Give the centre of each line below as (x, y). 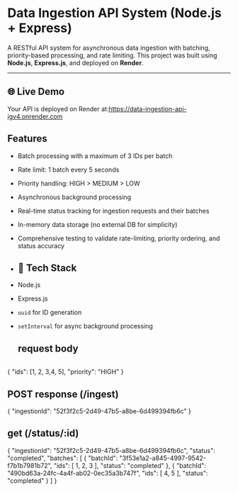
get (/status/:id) (43, 434)
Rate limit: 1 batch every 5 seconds (68, 169)
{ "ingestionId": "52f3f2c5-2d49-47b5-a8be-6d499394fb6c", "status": (111, 450)
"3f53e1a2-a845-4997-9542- (163, 458)
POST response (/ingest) (63, 394)
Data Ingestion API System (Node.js (114, 13)
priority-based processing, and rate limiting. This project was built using (112, 55)
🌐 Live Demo (36, 92)
